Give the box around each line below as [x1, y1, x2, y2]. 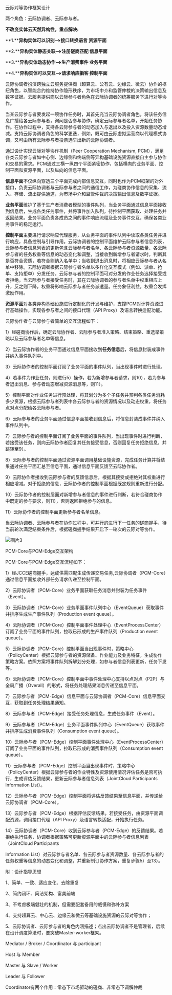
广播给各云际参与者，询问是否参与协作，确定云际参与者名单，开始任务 [9, 118, 158, 123]
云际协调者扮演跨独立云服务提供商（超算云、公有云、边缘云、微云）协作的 [5, 81, 162, 87]
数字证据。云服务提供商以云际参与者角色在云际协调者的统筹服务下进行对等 [5, 94, 162, 100]
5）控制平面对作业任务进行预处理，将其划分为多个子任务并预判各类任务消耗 [5, 392, 165, 398]
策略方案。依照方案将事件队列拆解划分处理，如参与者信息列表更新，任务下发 [5, 658, 167, 665]
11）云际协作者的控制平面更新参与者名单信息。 [5, 509, 103, 515]
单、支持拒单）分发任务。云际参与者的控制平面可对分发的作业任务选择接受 [5, 270, 162, 277]
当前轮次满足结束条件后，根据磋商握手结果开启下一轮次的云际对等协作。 [5, 526, 158, 532]
